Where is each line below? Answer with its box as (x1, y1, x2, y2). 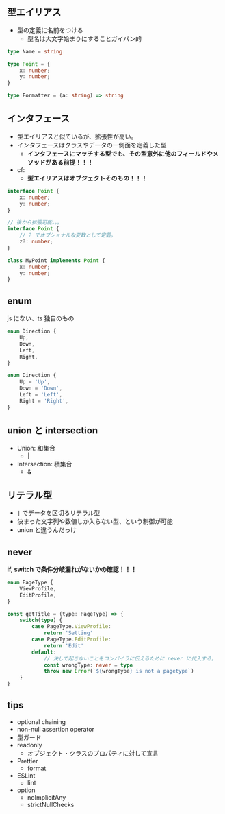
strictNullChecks (27, 800, 75, 809)
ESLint (16, 771, 36, 780)
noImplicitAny (27, 793, 66, 801)
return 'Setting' (43, 630, 94, 636)
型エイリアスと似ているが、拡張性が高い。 (16, 132, 137, 141)
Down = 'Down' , (19, 385, 63, 392)
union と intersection (7, 424, 98, 436)
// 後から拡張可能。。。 (7, 219, 63, 226)
